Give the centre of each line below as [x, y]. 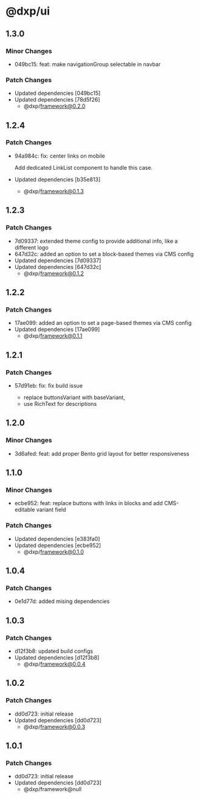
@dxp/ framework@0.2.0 [54, 106]
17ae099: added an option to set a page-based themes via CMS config [103, 323]
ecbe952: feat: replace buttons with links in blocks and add [88, 503]
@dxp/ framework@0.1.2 [54, 273]
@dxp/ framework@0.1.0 [54, 551]
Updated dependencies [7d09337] [58, 260]
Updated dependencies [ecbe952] [58, 545]
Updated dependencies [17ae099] [57, 329]
